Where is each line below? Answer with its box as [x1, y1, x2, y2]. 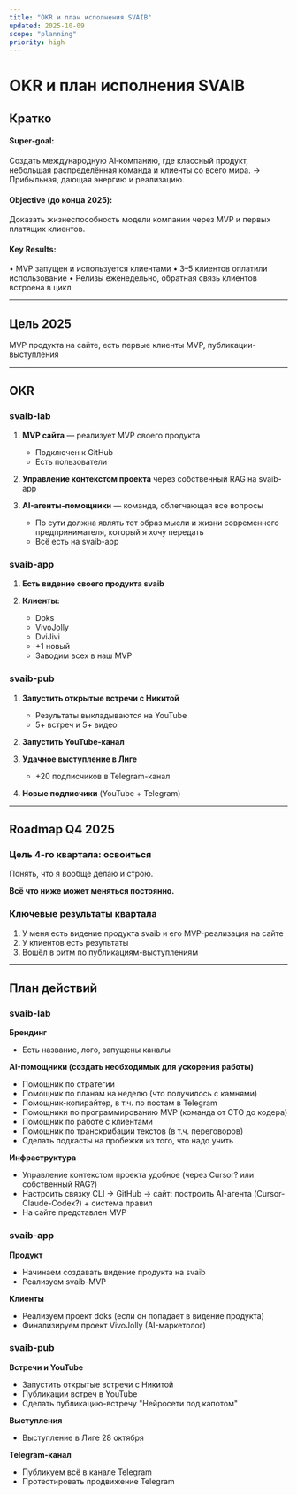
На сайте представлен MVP [21, 1207, 126, 1218]
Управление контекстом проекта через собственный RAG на [21, 473, 257, 484]
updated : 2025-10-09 [9, 21, 86, 30]
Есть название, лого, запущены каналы [21, 1044, 171, 1055]
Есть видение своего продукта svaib [21, 578, 165, 589]
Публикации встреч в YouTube [21, 1388, 138, 1399]
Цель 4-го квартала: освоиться [9, 848, 152, 860]
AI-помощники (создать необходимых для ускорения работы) [9, 1062, 255, 1073]
